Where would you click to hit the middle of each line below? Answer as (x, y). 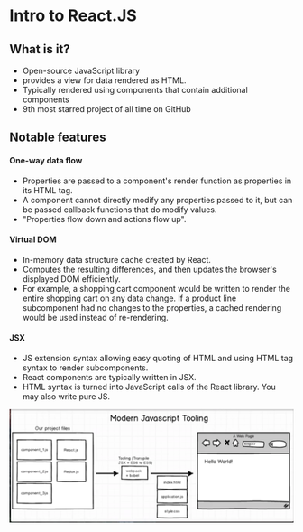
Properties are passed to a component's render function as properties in (157, 181)
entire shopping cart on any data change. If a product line (129, 298)
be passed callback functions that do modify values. (119, 210)
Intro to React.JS (73, 16)
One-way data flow (46, 160)
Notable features (58, 138)
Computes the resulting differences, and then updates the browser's (149, 269)
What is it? (40, 49)
